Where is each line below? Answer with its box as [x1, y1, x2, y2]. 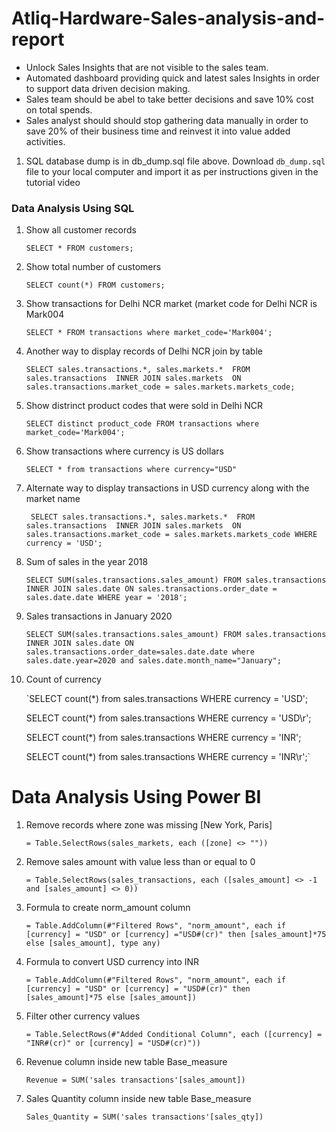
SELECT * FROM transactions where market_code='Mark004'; [25, 328, 273, 338]
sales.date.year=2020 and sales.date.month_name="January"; [25, 656, 282, 666]
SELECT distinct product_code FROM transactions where [25, 419, 260, 429]
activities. [25, 135, 66, 147]
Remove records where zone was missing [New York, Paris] [25, 819, 273, 831]
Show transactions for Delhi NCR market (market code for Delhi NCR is [25, 298, 318, 310]
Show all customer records [25, 224, 137, 236]
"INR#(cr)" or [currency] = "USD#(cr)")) [25, 1038, 201, 1049]
